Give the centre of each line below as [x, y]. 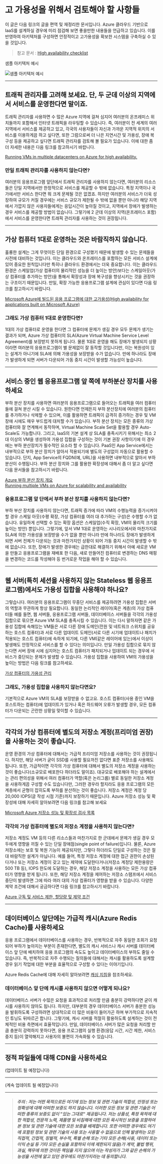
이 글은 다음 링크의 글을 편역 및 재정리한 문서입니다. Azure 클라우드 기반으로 [77, 24]
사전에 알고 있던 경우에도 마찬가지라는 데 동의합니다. [78, 1156]
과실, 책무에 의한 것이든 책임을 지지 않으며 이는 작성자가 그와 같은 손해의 [83, 1150]
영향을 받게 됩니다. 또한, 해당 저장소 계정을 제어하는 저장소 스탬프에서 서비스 [85, 874]
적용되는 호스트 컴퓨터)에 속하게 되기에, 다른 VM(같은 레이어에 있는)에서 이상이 [79, 639]
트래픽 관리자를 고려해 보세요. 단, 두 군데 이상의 [71, 95]
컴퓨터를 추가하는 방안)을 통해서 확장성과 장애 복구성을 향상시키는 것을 [76, 276]
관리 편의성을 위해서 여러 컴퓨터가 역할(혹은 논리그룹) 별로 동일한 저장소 [77, 778]
